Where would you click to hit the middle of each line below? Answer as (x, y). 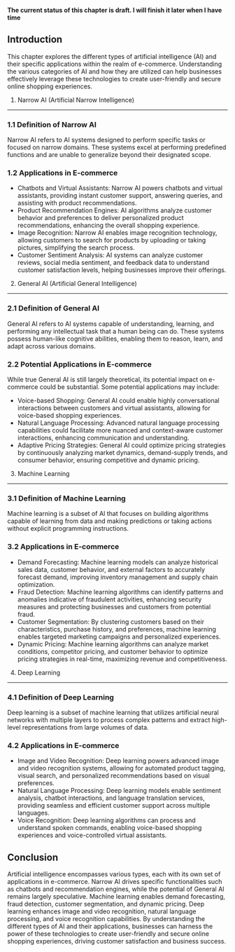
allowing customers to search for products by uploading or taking (112, 240)
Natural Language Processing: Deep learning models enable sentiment (119, 791)
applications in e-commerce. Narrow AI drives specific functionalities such (115, 882)
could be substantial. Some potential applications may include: (130, 387)
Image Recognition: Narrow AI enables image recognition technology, (117, 233)
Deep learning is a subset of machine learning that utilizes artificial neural (113, 712)
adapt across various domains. (52, 346)
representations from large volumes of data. (85, 727)
